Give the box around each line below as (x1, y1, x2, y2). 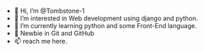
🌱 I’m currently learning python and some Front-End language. (14, 22, 197, 30)
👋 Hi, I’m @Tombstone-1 (14, 7, 85, 15)
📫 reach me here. (14, 37, 68, 45)
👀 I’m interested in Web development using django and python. (14, 14, 198, 22)
